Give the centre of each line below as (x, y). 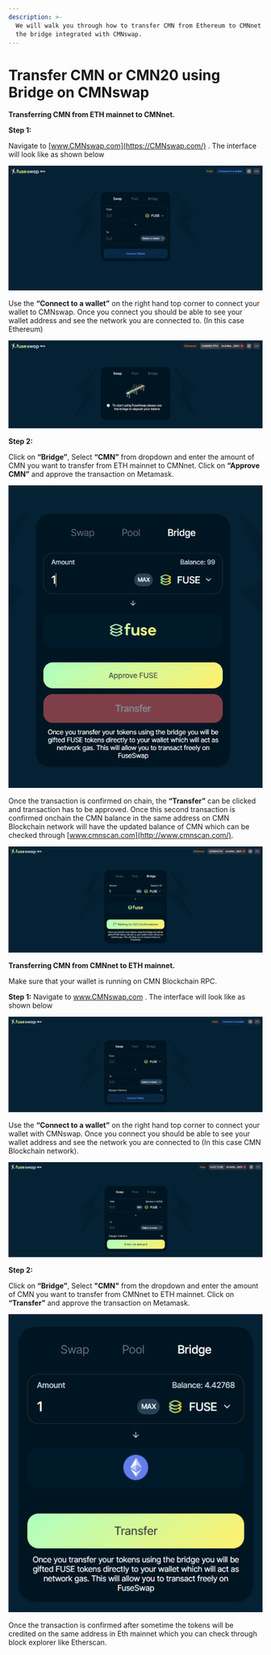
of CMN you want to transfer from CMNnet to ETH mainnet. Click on (121, 1294)
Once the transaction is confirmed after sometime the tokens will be (121, 1625)
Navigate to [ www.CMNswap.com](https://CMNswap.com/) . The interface (132, 146)
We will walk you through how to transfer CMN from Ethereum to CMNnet (139, 25)
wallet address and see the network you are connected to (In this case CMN (135, 1143)
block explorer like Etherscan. (58, 1642)
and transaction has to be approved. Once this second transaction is (122, 810)
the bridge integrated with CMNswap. (79, 34)
